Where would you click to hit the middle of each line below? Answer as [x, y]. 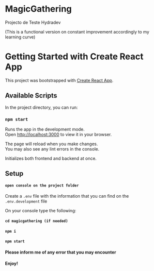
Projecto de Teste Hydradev [33, 22]
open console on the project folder [42, 186]
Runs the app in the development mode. [45, 129]
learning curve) [20, 37]
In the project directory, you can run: [41, 107]
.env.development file [26, 201]
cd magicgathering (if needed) [37, 221]
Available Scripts [31, 96]
